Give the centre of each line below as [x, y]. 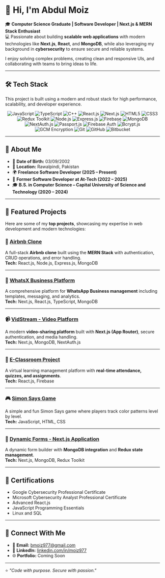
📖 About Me [23, 150]
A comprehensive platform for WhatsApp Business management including [81, 291]
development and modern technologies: [45, 229]
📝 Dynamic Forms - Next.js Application [52, 439]
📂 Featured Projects [36, 212]
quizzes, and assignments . [33, 375]
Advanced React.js [31, 503]
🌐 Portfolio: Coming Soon [39, 555]
